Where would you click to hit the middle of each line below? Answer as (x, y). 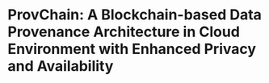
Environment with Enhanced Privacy (132, 49)
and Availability (61, 66)
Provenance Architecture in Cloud (124, 32)
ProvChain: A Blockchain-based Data (134, 15)
